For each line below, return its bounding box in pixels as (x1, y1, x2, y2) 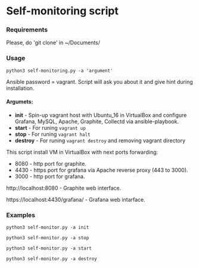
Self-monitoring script (6, 4, 119, 18)
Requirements (6, 26, 48, 34)
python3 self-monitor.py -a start (6, 245, 92, 252)
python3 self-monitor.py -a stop (6, 235, 89, 241)
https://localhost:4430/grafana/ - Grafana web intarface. (6, 196, 146, 203)
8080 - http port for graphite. (14, 160, 86, 167)
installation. (6, 84, 35, 92)
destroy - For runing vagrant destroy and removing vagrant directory (14, 136, 186, 144)
